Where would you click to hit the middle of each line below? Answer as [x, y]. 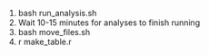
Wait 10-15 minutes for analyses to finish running [109, 23]
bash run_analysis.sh [57, 13]
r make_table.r [45, 41]
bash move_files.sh [54, 32]
